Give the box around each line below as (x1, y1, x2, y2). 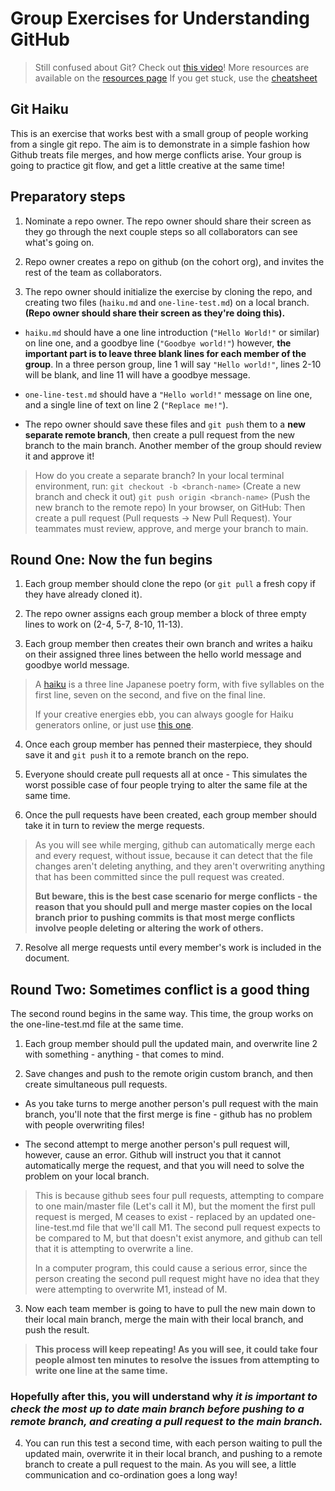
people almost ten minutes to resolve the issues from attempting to (34, 1354, 320, 1366)
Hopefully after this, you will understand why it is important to (10, 1390, 318, 1404)
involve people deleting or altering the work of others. (34, 922, 264, 934)
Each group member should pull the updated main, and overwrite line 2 (24, 1038, 318, 1050)
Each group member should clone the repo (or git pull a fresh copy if (24, 578, 316, 590)
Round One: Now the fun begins (10, 551, 213, 568)
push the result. (24, 1324, 90, 1336)
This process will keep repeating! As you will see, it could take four (34, 1343, 318, 1356)
